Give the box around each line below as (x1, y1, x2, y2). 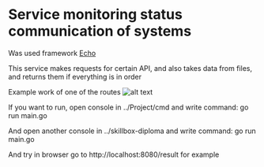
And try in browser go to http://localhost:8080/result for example (8, 150, 220, 159)
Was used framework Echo (8, 48, 96, 58)
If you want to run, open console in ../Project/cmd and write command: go (8, 102, 249, 112)
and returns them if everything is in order (8, 72, 142, 81)
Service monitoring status (8, 6, 183, 24)
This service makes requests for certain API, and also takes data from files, (8, 63, 253, 72)
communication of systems (8, 22, 192, 40)
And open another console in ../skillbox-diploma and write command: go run (8, 126, 257, 135)
